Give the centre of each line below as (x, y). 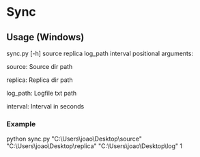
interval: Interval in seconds (45, 106)
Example (21, 124)
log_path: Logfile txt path (42, 93)
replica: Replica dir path (40, 80)
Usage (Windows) (45, 37)
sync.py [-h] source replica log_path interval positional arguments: (100, 53)
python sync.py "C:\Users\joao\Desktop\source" (74, 139)
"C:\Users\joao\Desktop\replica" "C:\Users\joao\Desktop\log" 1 (94, 146)
